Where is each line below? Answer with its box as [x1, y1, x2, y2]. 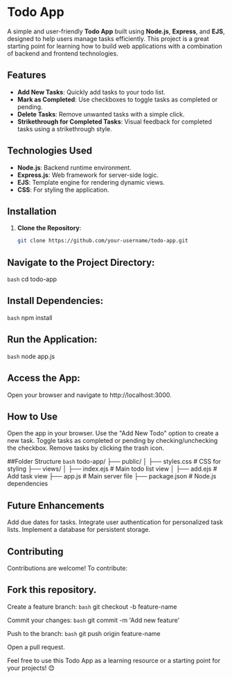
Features [7, 69, 46, 81]
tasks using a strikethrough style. [17, 124, 112, 133]
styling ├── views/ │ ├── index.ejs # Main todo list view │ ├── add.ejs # [7, 464, 217, 473]
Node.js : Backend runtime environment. [17, 163, 132, 171]
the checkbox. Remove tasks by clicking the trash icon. [7, 444, 165, 452]
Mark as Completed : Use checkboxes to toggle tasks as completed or [17, 95, 218, 103]
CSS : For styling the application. [17, 185, 109, 194]
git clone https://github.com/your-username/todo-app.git [17, 237, 188, 244]
